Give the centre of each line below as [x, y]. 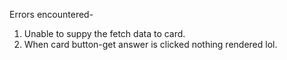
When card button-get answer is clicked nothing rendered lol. [150, 44]
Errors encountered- [51, 14]
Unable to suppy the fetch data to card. [104, 33]
